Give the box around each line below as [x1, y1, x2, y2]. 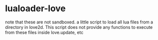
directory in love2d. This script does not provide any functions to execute [5, 24, 153, 30]
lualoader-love [5, 3, 66, 14]
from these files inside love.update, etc [5, 29, 84, 35]
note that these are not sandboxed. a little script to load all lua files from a [5, 19, 153, 25]
